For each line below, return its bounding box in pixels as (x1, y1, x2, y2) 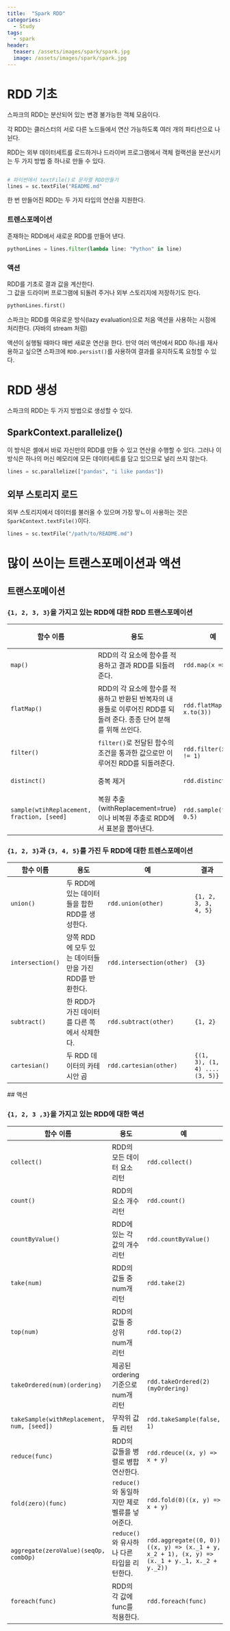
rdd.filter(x (183, 745, 226, 753)
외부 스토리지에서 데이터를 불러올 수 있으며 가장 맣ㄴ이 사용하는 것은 (7, 508, 188, 517)
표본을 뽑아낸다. (105, 823, 154, 833)
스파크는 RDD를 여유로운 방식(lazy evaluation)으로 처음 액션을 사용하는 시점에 (7, 315, 216, 323)
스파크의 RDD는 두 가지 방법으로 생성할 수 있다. (7, 406, 133, 414)
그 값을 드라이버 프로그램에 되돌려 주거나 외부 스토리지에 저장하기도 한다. (7, 288, 201, 296)
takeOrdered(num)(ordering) (10, 1381, 102, 1389)
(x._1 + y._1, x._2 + (146, 1557, 218, 1564)
